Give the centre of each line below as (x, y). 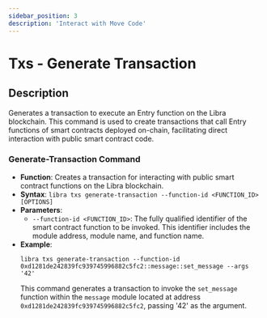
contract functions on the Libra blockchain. (92, 185)
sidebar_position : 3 (43, 16)
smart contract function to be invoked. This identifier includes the (141, 227)
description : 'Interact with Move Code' (78, 23)
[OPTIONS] (37, 202)
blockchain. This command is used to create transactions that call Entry (127, 121)
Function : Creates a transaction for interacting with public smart (127, 177)
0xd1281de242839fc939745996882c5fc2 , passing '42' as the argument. (133, 305)
